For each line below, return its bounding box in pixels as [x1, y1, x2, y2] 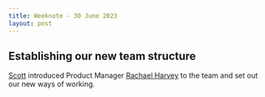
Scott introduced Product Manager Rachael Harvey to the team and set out [8, 70, 259, 81]
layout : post [8, 19, 53, 27]
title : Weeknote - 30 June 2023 [8, 11, 118, 20]
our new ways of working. [8, 79, 96, 89]
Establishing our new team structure [8, 49, 196, 63]
